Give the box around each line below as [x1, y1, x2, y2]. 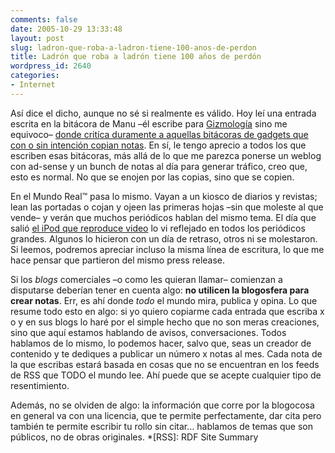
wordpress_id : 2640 [10, 61, 92, 71]
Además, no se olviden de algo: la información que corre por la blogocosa [10, 399, 315, 411]
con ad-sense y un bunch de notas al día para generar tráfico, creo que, [10, 160, 308, 172]
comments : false [10, 14, 78, 25]
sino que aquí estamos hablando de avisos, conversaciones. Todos [10, 326, 287, 338]
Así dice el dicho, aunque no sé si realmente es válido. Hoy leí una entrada [10, 107, 317, 119]
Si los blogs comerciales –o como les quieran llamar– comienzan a [10, 273, 283, 285]
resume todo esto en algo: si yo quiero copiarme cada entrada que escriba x [10, 305, 325, 317]
